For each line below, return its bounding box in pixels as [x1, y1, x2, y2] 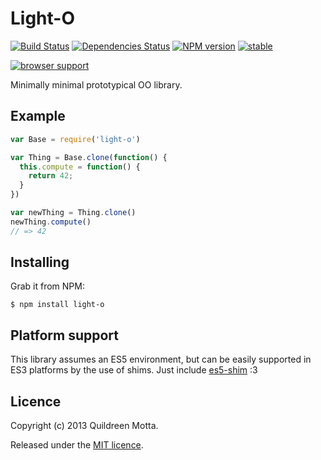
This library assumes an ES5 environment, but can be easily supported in [10, 353, 312, 366]
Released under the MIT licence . [10, 439, 144, 451]
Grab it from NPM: [10, 280, 85, 292]
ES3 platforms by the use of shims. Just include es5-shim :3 [10, 364, 258, 376]
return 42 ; [28, 171, 74, 181]
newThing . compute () [10, 217, 92, 227]
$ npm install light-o [10, 300, 105, 310]
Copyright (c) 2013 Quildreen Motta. [10, 420, 159, 432]
